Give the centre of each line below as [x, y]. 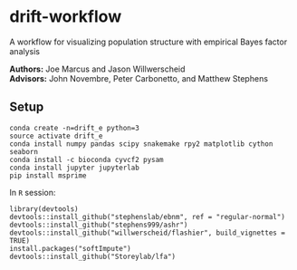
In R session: [33, 192]
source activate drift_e [56, 136]
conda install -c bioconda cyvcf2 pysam [87, 159]
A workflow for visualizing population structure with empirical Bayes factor [148, 42]
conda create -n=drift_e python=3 [75, 128]
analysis [25, 51]
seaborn [24, 151]
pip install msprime [48, 175]
